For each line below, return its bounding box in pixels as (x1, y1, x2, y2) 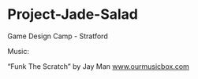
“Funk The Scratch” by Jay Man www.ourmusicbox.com (7, 61, 190, 71)
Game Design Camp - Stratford (7, 31, 108, 41)
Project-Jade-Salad (7, 5, 139, 23)
